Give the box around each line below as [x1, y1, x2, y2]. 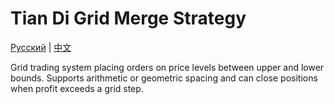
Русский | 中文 [10, 41, 72, 53]
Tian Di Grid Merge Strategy [10, 7, 247, 30]
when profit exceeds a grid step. [10, 82, 144, 94]
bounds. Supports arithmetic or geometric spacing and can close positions [10, 72, 318, 84]
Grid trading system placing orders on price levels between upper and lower [10, 61, 325, 73]
